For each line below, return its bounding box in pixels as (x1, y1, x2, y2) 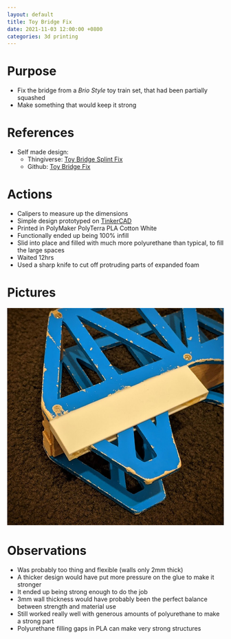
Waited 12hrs (16, 254, 54, 262)
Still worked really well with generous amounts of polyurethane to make (16, 609, 220, 618)
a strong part (16, 617, 54, 625)
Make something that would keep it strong (16, 101, 137, 110)
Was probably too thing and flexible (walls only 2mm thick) (16, 565, 184, 574)
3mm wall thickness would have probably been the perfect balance (16, 595, 208, 603)
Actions (7, 187, 53, 203)
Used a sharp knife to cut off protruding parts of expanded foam (16, 261, 199, 269)
